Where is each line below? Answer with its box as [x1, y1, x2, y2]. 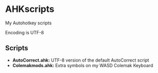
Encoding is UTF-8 [5, 29, 44, 35]
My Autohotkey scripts [5, 20, 52, 26]
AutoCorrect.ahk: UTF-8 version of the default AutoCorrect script [12, 57, 149, 63]
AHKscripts [5, 3, 54, 15]
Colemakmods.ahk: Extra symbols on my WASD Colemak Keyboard [12, 62, 153, 68]
